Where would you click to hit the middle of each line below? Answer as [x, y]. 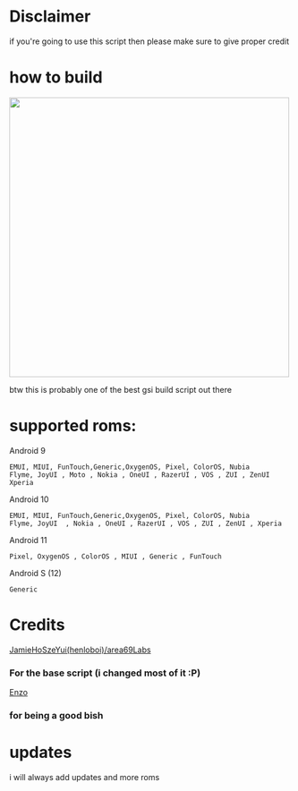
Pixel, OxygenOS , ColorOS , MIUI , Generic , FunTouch [115, 557]
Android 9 [28, 450]
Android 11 [28, 540]
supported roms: [73, 426]
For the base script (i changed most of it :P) [105, 673]
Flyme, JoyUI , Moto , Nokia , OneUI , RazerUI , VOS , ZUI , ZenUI [140, 475]
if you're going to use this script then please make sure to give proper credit [149, 41]
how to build [56, 77]
